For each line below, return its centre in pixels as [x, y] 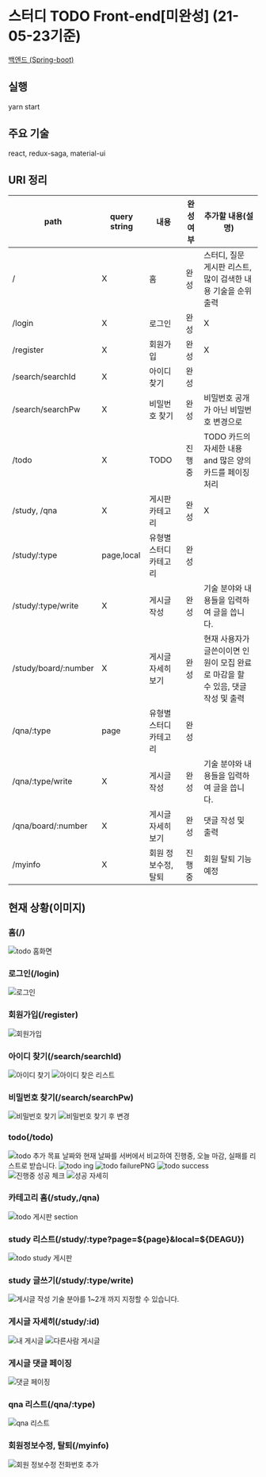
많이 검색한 [223, 279]
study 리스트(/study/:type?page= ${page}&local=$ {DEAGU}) [126, 1239]
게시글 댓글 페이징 [40, 1363]
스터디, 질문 [224, 255]
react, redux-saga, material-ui [57, 153]
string [121, 227]
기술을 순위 [232, 291]
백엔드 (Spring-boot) [41, 59]
